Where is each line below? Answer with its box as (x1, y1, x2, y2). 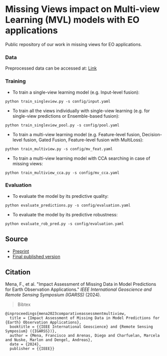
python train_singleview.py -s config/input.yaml (5, 99, 111, 104)
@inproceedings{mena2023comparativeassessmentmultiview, (5, 311, 126, 316)
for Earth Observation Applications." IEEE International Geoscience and (5, 286, 152, 292)
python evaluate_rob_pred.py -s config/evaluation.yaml (5, 221, 124, 226)
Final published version (12, 253, 60, 259)
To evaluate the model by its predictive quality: (12, 193, 109, 199)
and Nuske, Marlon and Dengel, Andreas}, (5, 337, 93, 342)
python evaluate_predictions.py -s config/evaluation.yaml (5, 203, 131, 208)
